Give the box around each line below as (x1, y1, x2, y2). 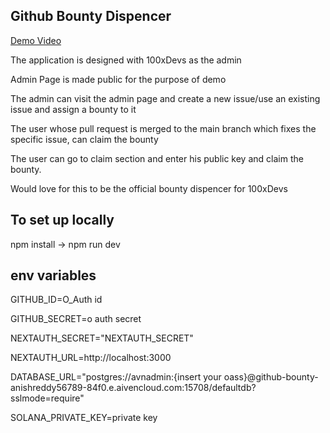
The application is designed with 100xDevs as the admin (10, 54, 242, 66)
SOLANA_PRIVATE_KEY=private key (10, 412, 158, 424)
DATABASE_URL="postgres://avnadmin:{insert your (10, 371, 222, 383)
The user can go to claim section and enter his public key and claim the (10, 152, 304, 164)
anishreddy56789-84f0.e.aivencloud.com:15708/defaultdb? (10, 382, 257, 394)
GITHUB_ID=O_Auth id (10, 294, 103, 306)
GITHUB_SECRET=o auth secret (10, 313, 142, 325)
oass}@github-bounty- (223, 371, 319, 383)
